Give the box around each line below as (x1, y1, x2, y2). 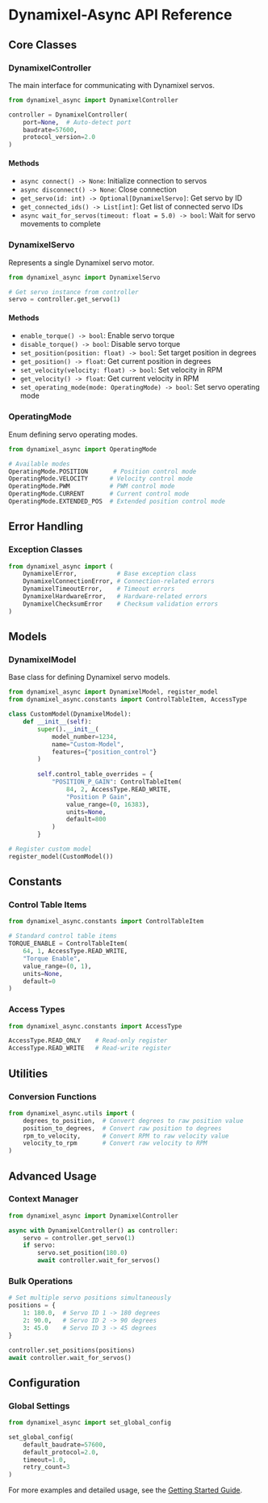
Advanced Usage (8, 1169, 97, 1183)
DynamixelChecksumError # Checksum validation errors (23, 600, 219, 608)
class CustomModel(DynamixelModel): (8, 710, 132, 719)
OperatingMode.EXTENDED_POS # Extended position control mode (8, 497, 226, 505)
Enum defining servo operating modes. (8, 429, 138, 439)
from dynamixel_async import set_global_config (8, 1419, 172, 1427)
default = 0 (23, 977, 57, 986)
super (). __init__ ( (37, 725, 99, 733)
